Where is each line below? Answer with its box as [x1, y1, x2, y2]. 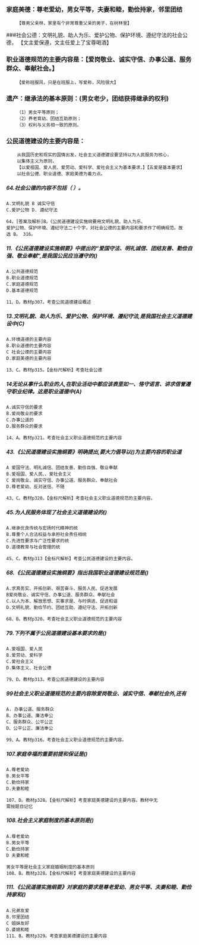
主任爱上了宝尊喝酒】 [59, 39, 112, 46]
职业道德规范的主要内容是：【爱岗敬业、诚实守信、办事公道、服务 [6, 55, 192, 64]
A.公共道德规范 [6, 268, 39, 275]
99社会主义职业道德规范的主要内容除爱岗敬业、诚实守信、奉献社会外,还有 [6, 690, 187, 697]
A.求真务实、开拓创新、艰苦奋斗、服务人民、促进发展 [6, 585, 118, 591]
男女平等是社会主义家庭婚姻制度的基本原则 [6, 864, 95, 870]
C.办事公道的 [6, 417, 34, 423]
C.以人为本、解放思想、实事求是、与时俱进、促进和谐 [6, 598, 118, 604]
